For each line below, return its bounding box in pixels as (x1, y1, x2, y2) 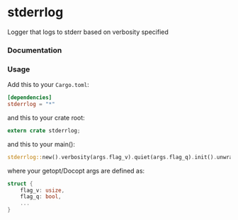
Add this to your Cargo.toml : (7, 81, 90, 89)
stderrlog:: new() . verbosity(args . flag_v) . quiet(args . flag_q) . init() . (7, 154, 217, 161)
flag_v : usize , (20, 187, 65, 194)
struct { (7, 180, 33, 187)
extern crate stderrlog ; (7, 127, 81, 134)
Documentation (7, 45, 62, 55)
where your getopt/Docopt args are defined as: (7, 166, 145, 175)
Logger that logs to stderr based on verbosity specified (7, 28, 169, 36)
